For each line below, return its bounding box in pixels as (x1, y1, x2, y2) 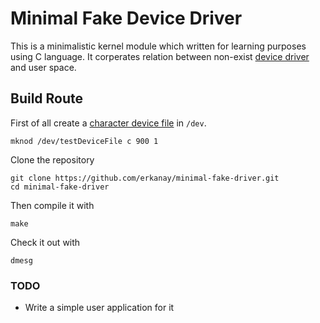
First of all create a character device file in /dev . (10, 117, 207, 129)
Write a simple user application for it (24, 302, 175, 314)
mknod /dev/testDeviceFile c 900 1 (10, 136, 159, 146)
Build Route (10, 90, 84, 107)
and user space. (10, 61, 77, 73)
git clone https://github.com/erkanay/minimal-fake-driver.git (10, 173, 280, 183)
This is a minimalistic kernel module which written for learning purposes (10, 40, 307, 52)
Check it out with (10, 236, 81, 248)
